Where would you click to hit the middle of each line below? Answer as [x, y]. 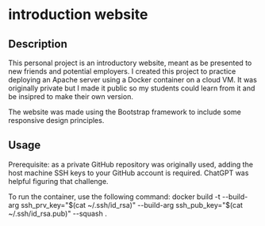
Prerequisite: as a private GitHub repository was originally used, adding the [131, 164]
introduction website [78, 15]
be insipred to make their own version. [71, 96]
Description [38, 44]
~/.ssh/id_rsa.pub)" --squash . [58, 213]
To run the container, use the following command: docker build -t [114, 197]
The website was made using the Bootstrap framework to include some [125, 112]
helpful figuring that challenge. [58, 181]
